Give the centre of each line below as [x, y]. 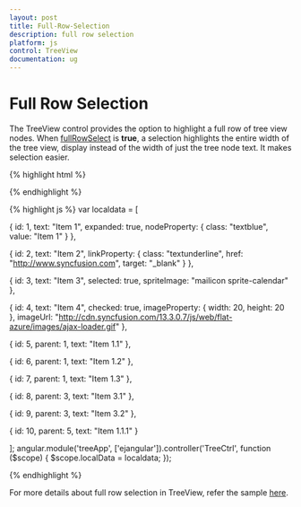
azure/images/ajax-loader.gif [63, 326]
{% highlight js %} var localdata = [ [74, 209]
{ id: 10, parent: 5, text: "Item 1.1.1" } [74, 431]
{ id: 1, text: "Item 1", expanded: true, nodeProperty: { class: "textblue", [139, 226]
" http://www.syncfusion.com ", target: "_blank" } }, [102, 263]
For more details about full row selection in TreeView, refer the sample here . [149, 492]
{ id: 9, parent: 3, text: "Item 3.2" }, [73, 413]
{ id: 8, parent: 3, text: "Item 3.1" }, [72, 396]
